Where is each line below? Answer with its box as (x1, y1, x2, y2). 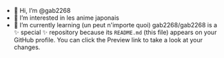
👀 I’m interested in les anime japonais (13, 14, 119, 22)
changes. (13, 43, 41, 51)
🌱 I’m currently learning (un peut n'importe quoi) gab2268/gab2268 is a (13, 21, 218, 29)
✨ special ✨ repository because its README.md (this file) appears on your (13, 28, 217, 36)
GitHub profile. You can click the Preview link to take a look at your (13, 36, 203, 44)
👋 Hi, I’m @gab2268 (13, 7, 71, 14)
